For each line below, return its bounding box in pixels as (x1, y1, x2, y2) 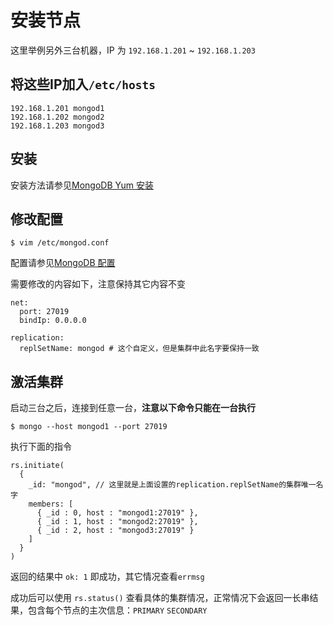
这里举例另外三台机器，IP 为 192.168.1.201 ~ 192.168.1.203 (10, 44, 256, 56)
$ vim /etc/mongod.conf (10, 238, 110, 248)
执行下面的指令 (10, 441, 72, 453)
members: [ (28, 499, 74, 510)
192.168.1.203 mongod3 (10, 121, 105, 131)
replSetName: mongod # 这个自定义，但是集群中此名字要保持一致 (19, 344, 260, 354)
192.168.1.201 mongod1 (10, 103, 105, 113)
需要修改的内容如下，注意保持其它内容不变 (10, 278, 186, 290)
